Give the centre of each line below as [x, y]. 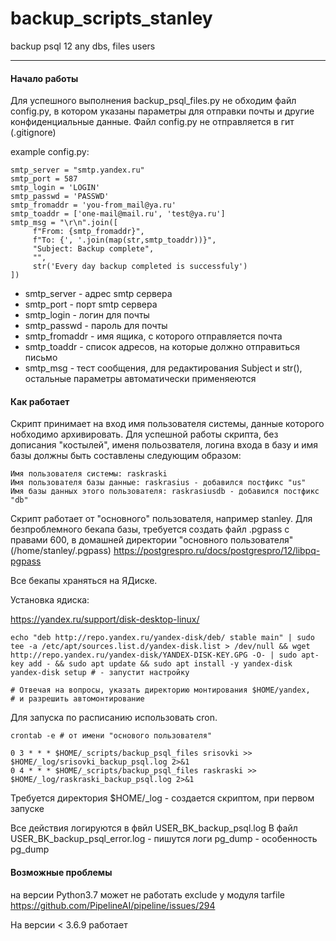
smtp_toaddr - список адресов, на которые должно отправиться [162, 347]
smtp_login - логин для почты [87, 315]
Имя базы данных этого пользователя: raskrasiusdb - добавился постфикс [165, 492]
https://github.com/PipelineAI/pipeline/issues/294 [113, 905]
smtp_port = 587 [44, 179]
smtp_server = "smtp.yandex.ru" [77, 170]
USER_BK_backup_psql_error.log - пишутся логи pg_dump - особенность [164, 839]
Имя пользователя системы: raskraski [89, 474]
